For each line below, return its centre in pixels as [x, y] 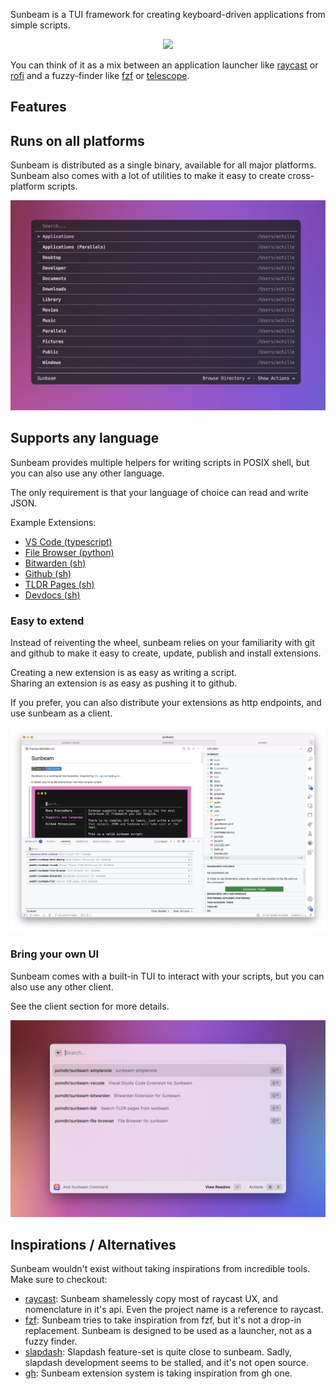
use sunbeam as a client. [61, 713]
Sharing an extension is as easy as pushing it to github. [124, 683]
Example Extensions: [53, 522]
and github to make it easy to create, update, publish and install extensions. [166, 653]
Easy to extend [47, 621]
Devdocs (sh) [52, 595]
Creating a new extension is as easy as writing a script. [124, 672]
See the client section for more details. [90, 1006]
